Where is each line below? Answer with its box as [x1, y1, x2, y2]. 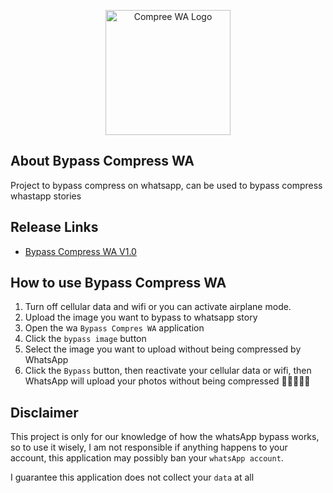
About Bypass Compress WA [10, 153, 195, 170]
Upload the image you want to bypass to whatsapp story [24, 311, 258, 324]
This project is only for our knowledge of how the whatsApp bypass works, [10, 431, 320, 443]
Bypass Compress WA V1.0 [24, 245, 137, 257]
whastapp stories [10, 190, 82, 202]
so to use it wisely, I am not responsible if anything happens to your [10, 441, 288, 454]
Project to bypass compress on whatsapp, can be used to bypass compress [10, 179, 323, 191]
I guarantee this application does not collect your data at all [10, 471, 255, 484]
